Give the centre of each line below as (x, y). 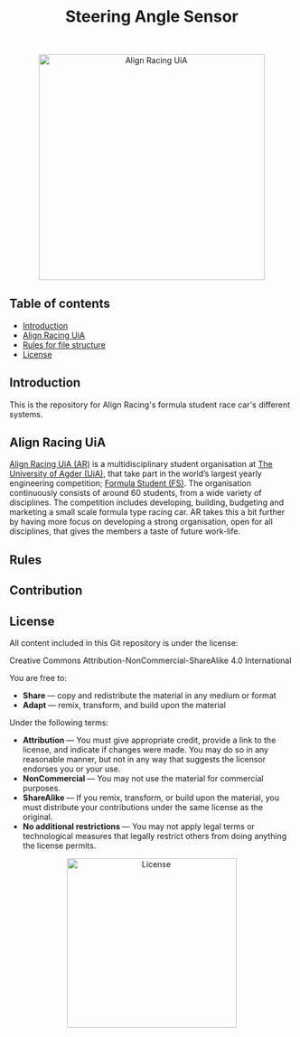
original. (37, 817)
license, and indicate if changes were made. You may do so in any (145, 749)
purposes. (42, 788)
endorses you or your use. (71, 769)
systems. (26, 414)
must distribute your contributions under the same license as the (143, 807)
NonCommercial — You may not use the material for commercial (143, 778)
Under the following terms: (59, 722)
